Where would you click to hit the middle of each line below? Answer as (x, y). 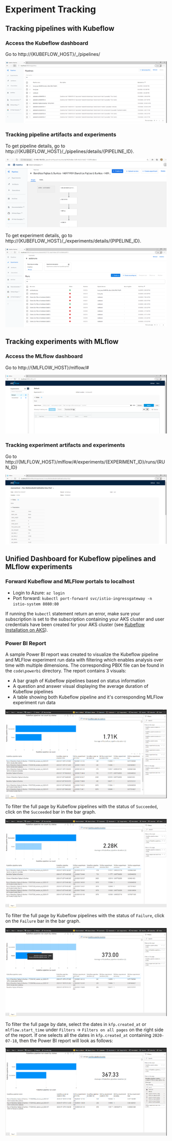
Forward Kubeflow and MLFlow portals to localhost (70, 582)
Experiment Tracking (51, 9)
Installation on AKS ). (27, 630)
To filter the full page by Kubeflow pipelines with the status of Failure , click (85, 916)
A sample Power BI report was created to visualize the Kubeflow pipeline (82, 654)
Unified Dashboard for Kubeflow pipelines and (81, 559)
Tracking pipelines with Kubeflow (60, 28)
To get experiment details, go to (39, 236)
